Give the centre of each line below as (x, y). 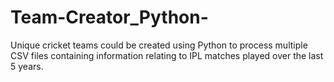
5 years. (27, 66)
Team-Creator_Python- (109, 17)
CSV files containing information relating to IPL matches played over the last (167, 55)
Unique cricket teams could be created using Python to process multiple (159, 45)
